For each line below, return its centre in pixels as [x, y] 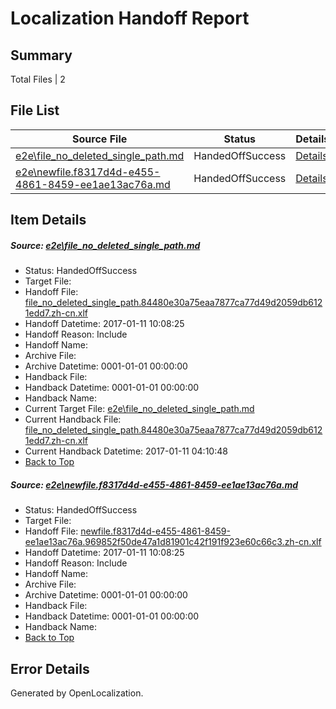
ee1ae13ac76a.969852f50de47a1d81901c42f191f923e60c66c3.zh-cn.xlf [173, 542]
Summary [41, 55]
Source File [100, 139]
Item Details [48, 220]
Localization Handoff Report [130, 18]
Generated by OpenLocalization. [77, 693]
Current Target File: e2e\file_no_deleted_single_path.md [139, 409]
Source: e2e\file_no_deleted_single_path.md [105, 245]
